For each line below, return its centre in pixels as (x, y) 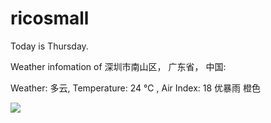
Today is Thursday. (49, 46)
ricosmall (50, 18)
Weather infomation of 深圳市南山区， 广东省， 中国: (118, 66)
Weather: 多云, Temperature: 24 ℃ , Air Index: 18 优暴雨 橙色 (136, 88)
